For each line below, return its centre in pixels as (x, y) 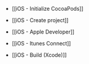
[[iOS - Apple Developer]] (43, 32)
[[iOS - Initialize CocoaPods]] (47, 9)
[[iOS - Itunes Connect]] (41, 43)
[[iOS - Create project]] (40, 20)
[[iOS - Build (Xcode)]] (39, 55)
